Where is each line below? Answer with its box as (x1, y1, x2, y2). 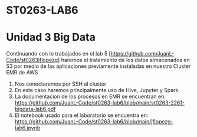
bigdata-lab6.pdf (14, 106, 56, 113)
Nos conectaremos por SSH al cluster (14, 80, 107, 87)
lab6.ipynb (14, 125, 41, 132)
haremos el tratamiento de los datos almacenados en (61, 57, 190, 64)
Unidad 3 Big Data (6, 31, 96, 44)
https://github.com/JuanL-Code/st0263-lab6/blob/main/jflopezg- (14, 118, 173, 125)
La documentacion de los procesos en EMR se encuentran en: (14, 93, 166, 100)
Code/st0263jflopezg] (6, 57, 60, 64)
